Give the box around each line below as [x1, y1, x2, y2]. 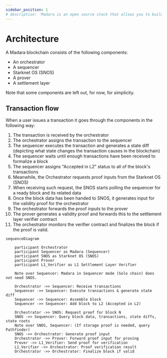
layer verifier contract [12, 216, 57, 222]
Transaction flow [5, 104, 59, 112]
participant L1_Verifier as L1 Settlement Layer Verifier [14, 262, 137, 267]
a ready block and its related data [12, 190, 81, 196]
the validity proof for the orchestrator [12, 201, 89, 206]
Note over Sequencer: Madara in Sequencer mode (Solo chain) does [14, 271, 155, 276]
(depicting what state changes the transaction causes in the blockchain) [12, 148, 161, 154]
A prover [12, 75, 31, 81]
